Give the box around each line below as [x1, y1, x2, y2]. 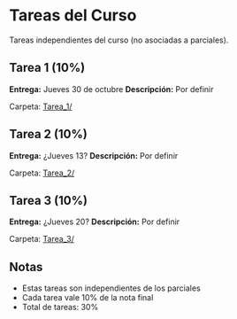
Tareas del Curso [9, 5, 137, 26]
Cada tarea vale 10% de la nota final [21, 292, 154, 303]
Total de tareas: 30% [21, 302, 99, 313]
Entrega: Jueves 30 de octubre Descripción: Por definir [9, 83, 214, 94]
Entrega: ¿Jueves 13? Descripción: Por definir [9, 150, 179, 160]
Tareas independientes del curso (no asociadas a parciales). [9, 35, 229, 45]
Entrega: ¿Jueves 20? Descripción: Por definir [9, 216, 180, 227]
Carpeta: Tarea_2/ [9, 167, 75, 178]
